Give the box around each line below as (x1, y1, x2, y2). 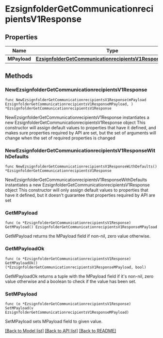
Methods (5, 72, 33, 80)
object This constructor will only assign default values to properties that (5, 187, 149, 193)
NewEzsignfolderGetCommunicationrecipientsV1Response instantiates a (5, 114, 149, 120)
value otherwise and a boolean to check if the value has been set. (5, 278, 137, 284)
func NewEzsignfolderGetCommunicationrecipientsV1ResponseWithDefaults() (5, 164, 158, 169)
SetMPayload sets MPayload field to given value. (5, 318, 103, 324)
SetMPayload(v (5, 306, 34, 310)
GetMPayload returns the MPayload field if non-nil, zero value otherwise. (5, 233, 151, 239)
